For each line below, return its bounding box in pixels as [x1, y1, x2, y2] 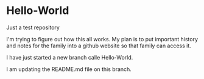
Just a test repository [6, 24, 60, 31]
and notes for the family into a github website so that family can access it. [6, 42, 192, 49]
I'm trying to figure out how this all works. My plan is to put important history [6, 35, 199, 43]
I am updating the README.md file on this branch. [6, 65, 132, 73]
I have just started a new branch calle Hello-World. [6, 53, 133, 61]
